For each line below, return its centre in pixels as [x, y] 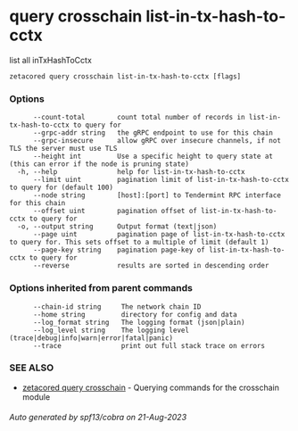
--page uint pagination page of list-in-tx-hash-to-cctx [159, 235]
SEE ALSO [32, 368]
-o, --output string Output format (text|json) [117, 227]
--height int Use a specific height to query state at [153, 157]
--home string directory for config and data [135, 314]
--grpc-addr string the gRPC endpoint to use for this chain [153, 133]
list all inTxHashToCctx [50, 60]
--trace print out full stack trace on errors [149, 345]
